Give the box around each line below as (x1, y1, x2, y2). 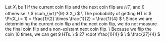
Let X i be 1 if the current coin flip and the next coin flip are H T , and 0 (5, 4, 145, 11)
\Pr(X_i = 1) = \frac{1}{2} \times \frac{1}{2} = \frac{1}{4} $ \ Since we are (5, 16, 153, 21)
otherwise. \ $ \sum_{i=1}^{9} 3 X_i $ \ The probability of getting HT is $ (5, 10, 152, 16)
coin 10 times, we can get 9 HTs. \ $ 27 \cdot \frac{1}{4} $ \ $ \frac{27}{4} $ (5, 31, 161, 37)
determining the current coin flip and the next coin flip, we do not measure (5, 21, 157, 26)
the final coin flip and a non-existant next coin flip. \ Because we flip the (5, 26, 152, 32)
